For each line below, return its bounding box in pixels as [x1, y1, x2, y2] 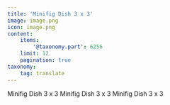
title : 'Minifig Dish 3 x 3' [7, 10, 93, 18]
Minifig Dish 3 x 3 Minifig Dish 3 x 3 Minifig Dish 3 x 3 [7, 89, 164, 98]
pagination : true [20, 57, 72, 64]
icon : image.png [7, 23, 55, 31]
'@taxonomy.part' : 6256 [33, 43, 103, 50]
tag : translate [20, 70, 65, 77]
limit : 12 [20, 50, 50, 57]
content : [7, 30, 33, 38]
